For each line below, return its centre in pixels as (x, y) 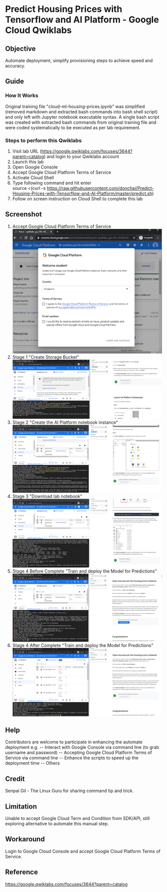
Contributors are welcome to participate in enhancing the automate (74, 742)
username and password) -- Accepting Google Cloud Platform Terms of (79, 753)
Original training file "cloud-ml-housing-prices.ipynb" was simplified (75, 106)
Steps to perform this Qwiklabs (43, 140)
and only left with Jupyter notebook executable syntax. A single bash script (82, 117)
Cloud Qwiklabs (39, 30)
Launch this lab (28, 162)
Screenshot (24, 214)
